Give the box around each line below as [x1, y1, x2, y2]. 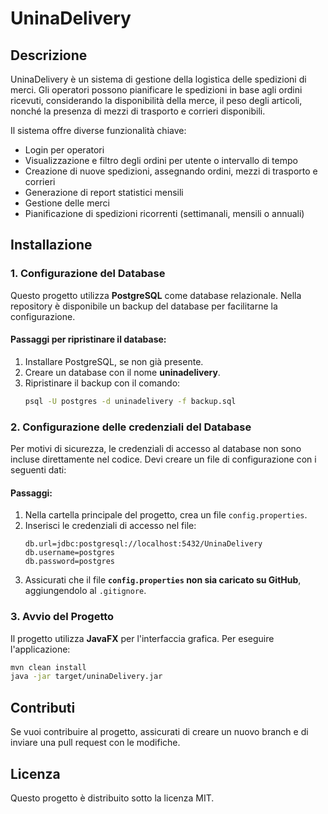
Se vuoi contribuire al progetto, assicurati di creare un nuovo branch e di [10, 726, 309, 738]
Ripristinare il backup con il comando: [24, 377, 181, 389]
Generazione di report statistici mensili [24, 187, 184, 198]
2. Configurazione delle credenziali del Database [10, 420, 252, 434]
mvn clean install [10, 662, 87, 672]
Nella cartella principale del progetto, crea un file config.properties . [24, 509, 308, 521]
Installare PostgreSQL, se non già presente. [24, 355, 204, 367]
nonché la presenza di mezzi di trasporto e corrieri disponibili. [10, 105, 266, 117]
